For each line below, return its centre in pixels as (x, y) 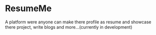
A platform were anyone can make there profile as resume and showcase (78, 22)
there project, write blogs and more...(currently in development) (69, 27)
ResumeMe (28, 9)
